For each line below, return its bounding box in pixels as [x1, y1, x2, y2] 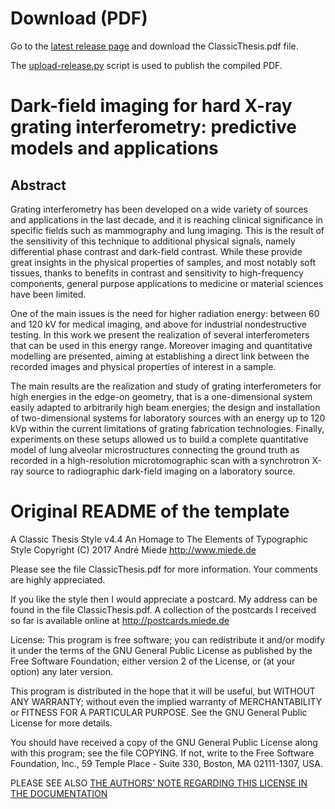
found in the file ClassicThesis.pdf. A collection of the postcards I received [10, 603, 317, 616]
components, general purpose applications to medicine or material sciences [10, 277, 324, 289]
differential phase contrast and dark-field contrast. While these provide [10, 245, 303, 257]
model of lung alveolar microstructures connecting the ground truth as [10, 443, 300, 456]
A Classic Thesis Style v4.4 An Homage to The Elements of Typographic [10, 533, 309, 545]
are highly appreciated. [10, 573, 106, 586]
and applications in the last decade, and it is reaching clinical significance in [10, 213, 323, 226]
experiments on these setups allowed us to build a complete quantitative [10, 433, 309, 445]
